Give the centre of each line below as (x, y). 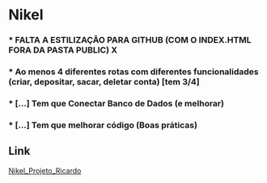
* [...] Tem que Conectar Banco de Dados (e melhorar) (117, 103)
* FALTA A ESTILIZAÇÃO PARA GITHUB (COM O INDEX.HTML (130, 40)
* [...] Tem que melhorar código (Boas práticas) (103, 125)
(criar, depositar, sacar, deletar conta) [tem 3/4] (104, 82)
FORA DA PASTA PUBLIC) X (63, 50)
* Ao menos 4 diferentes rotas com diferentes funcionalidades (133, 72)
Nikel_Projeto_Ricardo (45, 170)
